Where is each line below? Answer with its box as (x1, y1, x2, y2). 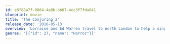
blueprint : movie (5, 12, 42, 17)
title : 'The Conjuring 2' (5, 17, 60, 22)
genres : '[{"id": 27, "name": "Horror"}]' (5, 31, 96, 36)
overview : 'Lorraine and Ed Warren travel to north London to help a (5, 26, 155, 31)
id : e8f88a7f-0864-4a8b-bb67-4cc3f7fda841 (5, 7, 96, 13)
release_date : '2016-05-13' (5, 21, 65, 27)
